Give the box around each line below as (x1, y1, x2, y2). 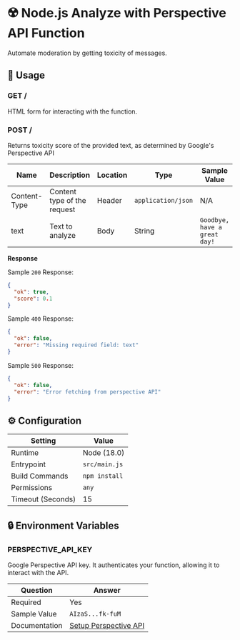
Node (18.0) (82, 448, 125, 458)
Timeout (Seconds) (11, 494, 76, 504)
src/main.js (82, 461, 124, 469)
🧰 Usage (7, 69, 45, 81)
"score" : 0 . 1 (14, 295, 53, 302)
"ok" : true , (14, 288, 50, 296)
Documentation (11, 620, 63, 630)
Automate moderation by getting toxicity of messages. (7, 49, 168, 57)
